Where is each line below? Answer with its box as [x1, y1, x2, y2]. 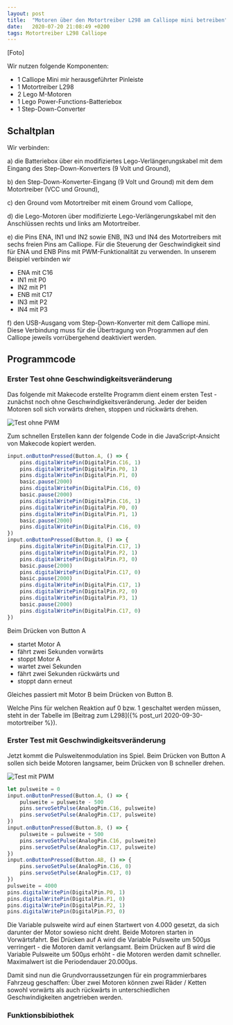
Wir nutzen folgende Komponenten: [7, 62, 109, 70]
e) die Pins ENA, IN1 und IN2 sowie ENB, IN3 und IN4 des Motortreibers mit [7, 233, 222, 242]
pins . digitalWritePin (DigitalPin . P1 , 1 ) [19, 511, 138, 518]
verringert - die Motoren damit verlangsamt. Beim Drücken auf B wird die [7, 943, 216, 951]
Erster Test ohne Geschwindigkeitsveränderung [7, 374, 173, 384]
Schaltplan [7, 125, 55, 137]
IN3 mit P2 [17, 298, 48, 306]
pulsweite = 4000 [7, 882, 58, 889]
